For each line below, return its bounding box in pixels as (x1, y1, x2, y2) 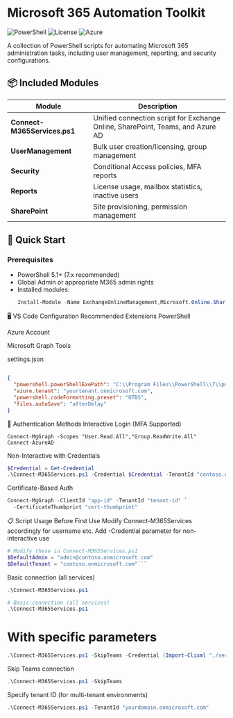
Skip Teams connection (7, 664, 74, 673)
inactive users (93, 190, 139, 200)
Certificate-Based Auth (7, 484, 74, 492)
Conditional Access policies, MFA (93, 161, 202, 171)
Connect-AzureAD (7, 439, 54, 446)
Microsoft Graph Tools (7, 342, 71, 350)
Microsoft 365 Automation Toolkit (7, 5, 206, 21)
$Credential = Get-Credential (7, 465, 95, 472)
